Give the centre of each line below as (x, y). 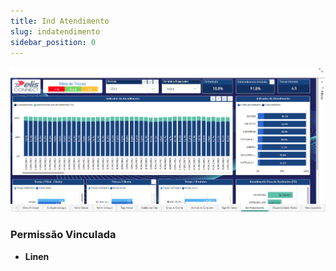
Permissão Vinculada (63, 235)
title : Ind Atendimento (60, 21)
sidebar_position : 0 (53, 42)
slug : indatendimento (55, 31)
